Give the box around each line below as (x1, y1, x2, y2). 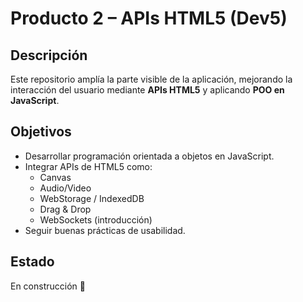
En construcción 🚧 (10, 280, 86, 292)
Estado (10, 253, 55, 271)
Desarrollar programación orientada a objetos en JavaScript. (24, 150, 275, 162)
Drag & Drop (39, 203, 92, 215)
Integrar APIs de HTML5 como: (24, 160, 153, 172)
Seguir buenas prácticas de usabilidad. (24, 224, 186, 236)
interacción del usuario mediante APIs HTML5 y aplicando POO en (10, 84, 285, 96)
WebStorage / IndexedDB (39, 192, 145, 204)
